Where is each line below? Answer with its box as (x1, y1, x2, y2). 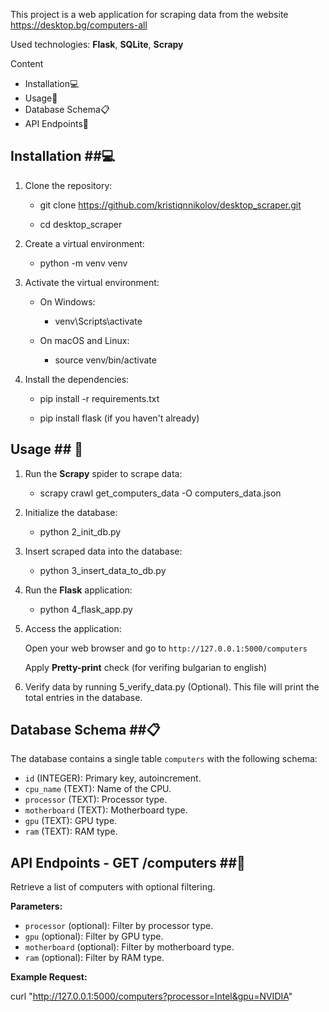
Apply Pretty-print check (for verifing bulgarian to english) (24, 661, 268, 673)
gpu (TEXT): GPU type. (24, 815, 118, 827)
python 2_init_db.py (39, 525, 122, 538)
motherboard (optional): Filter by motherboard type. (24, 941, 235, 953)
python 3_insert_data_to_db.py (39, 564, 167, 576)
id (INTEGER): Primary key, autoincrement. (24, 772, 202, 784)
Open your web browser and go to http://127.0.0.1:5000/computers (24, 642, 308, 654)
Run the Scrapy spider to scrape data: (24, 467, 183, 479)
